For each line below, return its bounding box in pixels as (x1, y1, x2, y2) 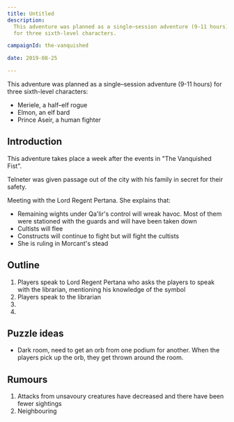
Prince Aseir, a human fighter (17, 116, 101, 124)
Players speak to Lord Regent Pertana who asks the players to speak (17, 278, 214, 286)
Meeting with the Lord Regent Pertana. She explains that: (7, 196, 171, 204)
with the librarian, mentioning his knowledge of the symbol (17, 285, 186, 293)
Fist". (7, 162, 22, 170)
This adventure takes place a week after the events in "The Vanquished (7, 154, 212, 162)
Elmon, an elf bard (17, 109, 70, 116)
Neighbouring (17, 407, 57, 415)
